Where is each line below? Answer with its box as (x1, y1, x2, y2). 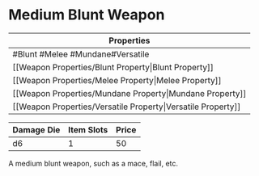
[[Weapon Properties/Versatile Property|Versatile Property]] (12, 101, 241, 112)
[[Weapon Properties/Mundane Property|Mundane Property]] (12, 87, 247, 98)
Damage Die (12, 124, 61, 135)
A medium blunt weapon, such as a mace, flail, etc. (8, 158, 179, 168)
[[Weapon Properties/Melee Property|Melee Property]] (12, 74, 222, 86)
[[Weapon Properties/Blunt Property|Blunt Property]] (12, 61, 214, 73)
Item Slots (68, 124, 108, 135)
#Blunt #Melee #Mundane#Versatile (12, 48, 150, 60)
